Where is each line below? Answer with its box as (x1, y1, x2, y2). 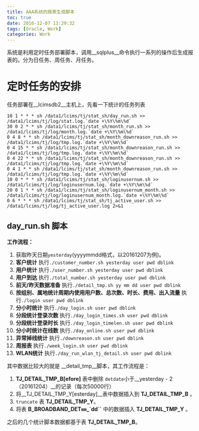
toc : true (7, 15, 32, 21)
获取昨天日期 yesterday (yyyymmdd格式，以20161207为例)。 (15, 251, 165, 258)
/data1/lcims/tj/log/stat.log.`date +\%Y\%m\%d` (7, 119, 132, 125)
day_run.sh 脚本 (7, 221, 68, 231)
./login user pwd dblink (21, 297, 84, 303)
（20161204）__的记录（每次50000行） (15, 383, 115, 390)
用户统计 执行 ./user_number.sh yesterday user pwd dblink (15, 266, 163, 273)
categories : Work (7, 31, 51, 38)
